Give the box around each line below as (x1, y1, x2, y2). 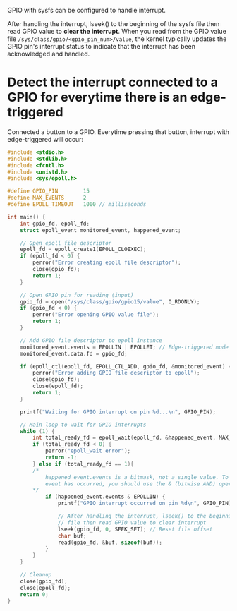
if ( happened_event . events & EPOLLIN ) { (44, 493, 166, 500)
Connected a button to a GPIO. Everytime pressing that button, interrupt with (7, 127, 230, 136)
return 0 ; (20, 591, 49, 598)
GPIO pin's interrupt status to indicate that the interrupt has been (7, 42, 196, 50)
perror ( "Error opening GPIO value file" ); (32, 311, 159, 318)
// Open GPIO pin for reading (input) (20, 291, 134, 298)
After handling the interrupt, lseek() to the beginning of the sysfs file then (7, 20, 220, 28)
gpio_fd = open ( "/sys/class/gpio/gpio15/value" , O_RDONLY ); (20, 298, 200, 305)
